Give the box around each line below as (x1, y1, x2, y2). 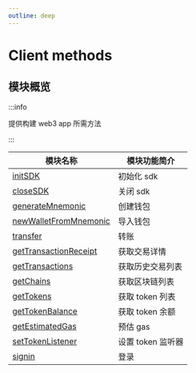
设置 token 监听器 (118, 336, 184, 347)
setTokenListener (12, 335, 78, 347)
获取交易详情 (118, 245, 166, 257)
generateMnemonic (12, 200, 86, 211)
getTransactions (12, 260, 74, 271)
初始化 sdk (118, 170, 158, 181)
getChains (12, 275, 51, 286)
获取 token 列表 (118, 290, 176, 302)
